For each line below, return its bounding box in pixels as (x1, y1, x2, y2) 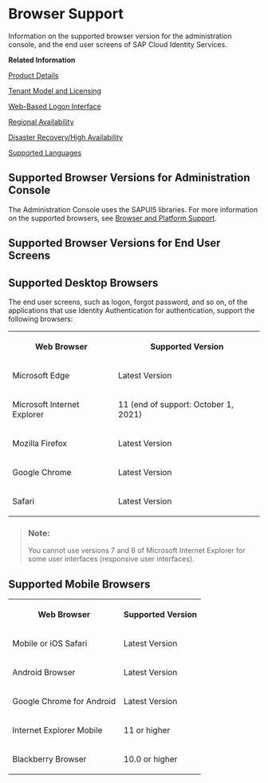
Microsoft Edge (12, 370, 70, 381)
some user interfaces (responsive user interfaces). (27, 554, 195, 564)
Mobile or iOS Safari (12, 638, 88, 649)
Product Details (8, 70, 59, 80)
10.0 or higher (123, 753, 178, 765)
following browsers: (8, 314, 73, 323)
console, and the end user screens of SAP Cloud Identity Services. (8, 39, 227, 49)
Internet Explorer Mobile (12, 725, 103, 736)
